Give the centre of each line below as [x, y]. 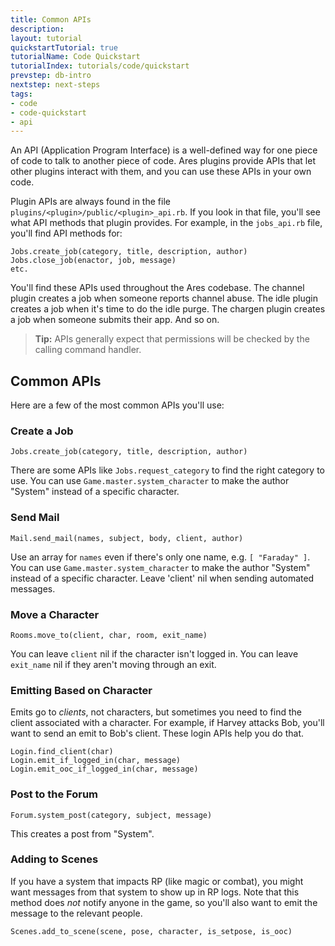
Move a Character [55, 614]
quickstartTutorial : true [64, 47]
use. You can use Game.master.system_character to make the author [150, 481]
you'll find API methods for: [66, 233]
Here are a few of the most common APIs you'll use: [117, 405]
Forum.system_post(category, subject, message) [111, 815]
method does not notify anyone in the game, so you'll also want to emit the [164, 902]
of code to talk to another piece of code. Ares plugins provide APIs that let [163, 161]
